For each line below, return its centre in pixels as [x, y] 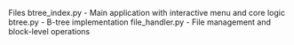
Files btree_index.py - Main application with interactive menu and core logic [147, 13]
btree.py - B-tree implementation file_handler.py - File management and [140, 22]
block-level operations [49, 31]
